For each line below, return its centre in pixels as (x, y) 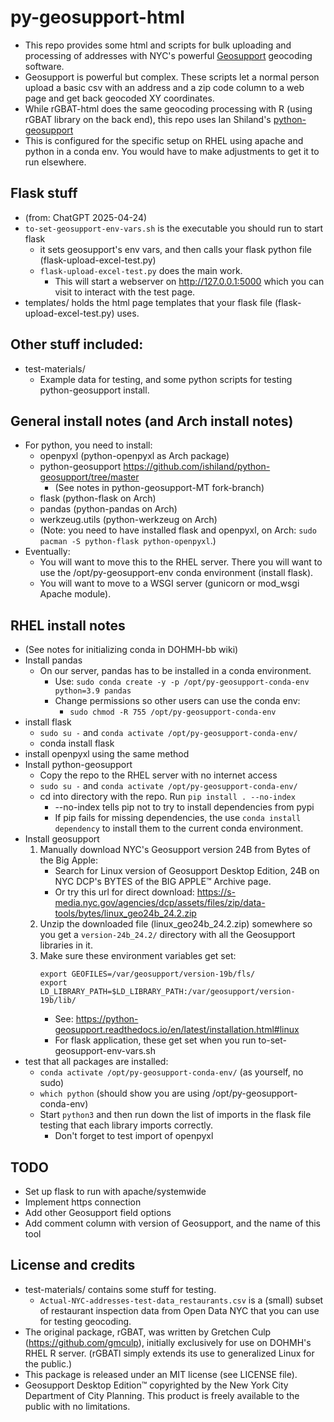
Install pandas (53, 660)
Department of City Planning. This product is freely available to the (162, 1395)
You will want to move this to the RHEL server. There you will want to (181, 562)
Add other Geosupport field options (98, 1212)
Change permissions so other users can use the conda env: (177, 701)
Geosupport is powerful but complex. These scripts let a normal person (172, 77)
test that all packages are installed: (96, 1062)
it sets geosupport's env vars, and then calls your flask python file (175, 249)
